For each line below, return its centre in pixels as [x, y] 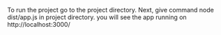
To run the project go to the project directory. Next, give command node [110, 10]
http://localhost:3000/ [39, 24]
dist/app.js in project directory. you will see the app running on [97, 17]
